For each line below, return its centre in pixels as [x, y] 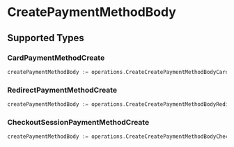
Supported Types [46, 38]
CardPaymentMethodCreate [56, 58]
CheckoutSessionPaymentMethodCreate [78, 122]
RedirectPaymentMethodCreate [62, 90]
